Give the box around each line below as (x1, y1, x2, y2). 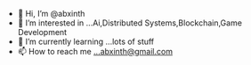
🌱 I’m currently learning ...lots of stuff (17, 36, 155, 47)
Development (17, 27, 68, 37)
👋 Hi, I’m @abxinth (17, 9, 85, 18)
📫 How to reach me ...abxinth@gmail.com (17, 47, 174, 56)
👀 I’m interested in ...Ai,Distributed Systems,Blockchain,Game (17, 18, 243, 28)
